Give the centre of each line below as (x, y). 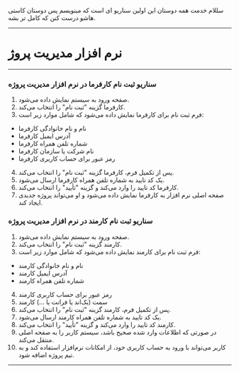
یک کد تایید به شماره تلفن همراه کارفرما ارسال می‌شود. (91, 180)
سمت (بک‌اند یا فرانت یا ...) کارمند (63, 302)
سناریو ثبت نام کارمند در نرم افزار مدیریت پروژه (80, 221)
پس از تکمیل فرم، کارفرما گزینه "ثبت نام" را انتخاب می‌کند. (96, 173)
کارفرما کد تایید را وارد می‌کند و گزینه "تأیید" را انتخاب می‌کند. (99, 188)
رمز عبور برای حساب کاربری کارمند (65, 294)
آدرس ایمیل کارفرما (44, 136)
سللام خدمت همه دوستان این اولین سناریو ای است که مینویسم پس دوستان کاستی (116, 10)
